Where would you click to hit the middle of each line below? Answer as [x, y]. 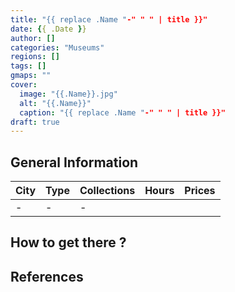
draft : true [35, 122]
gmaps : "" [31, 76]
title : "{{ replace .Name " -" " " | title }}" [109, 19]
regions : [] [35, 57]
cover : [24, 85]
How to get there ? [68, 242]
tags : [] [28, 66]
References [47, 276]
